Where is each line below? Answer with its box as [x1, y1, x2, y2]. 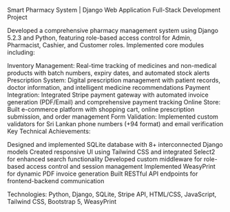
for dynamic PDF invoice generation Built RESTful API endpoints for [7, 169, 198, 178]
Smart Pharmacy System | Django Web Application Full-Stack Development [7, 6, 221, 14]
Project [7, 13, 28, 21]
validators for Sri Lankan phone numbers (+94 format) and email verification [7, 120, 224, 128]
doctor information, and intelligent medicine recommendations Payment [7, 84, 211, 91]
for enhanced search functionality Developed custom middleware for [7, 155, 202, 163]
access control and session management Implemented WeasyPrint [26, 163, 216, 170]
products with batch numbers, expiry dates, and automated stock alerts [7, 69, 210, 77]
